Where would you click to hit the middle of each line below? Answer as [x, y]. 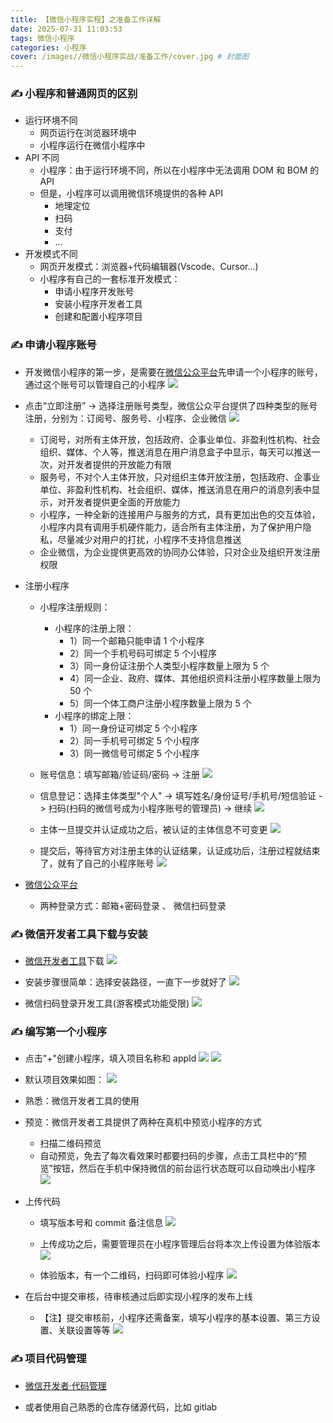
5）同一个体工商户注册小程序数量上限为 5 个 [160, 703]
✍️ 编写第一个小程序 [59, 1031]
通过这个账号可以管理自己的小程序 [95, 384]
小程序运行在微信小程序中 [92, 145]
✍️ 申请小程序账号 [53, 345]
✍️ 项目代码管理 [48, 1359]
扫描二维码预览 [70, 1143]
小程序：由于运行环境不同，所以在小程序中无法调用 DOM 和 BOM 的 [179, 170]
